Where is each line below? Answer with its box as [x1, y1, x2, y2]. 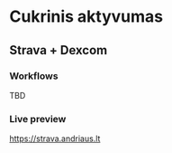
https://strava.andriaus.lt [9, 133, 101, 144]
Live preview [9, 112, 67, 125]
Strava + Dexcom [9, 43, 108, 58]
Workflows [9, 70, 59, 82]
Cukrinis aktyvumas [9, 6, 164, 27]
